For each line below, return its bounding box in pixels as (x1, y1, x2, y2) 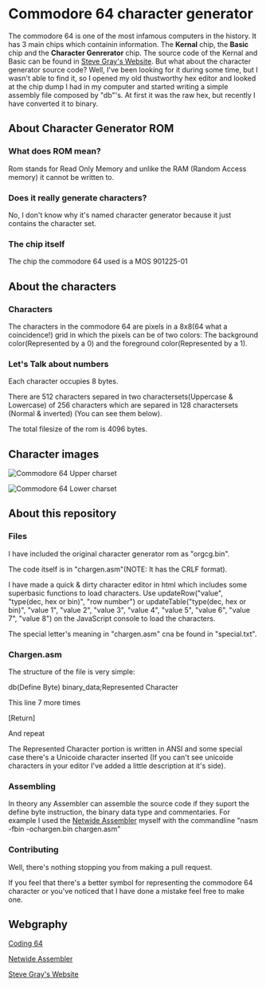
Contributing (8, 845, 59, 856)
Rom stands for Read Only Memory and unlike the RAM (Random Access (8, 164, 247, 174)
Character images (8, 447, 100, 461)
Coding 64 (8, 938, 44, 948)
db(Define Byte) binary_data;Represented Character (8, 682, 179, 692)
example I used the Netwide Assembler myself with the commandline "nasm (8, 816, 259, 825)
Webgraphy (8, 917, 68, 931)
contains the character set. (8, 218, 97, 228)
